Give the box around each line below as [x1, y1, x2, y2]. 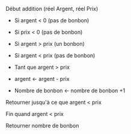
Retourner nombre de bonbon [5, 122, 79, 129]
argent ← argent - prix [14, 75, 70, 82]
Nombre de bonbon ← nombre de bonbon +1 [14, 87, 126, 94]
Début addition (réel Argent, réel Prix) [5, 5, 99, 12]
